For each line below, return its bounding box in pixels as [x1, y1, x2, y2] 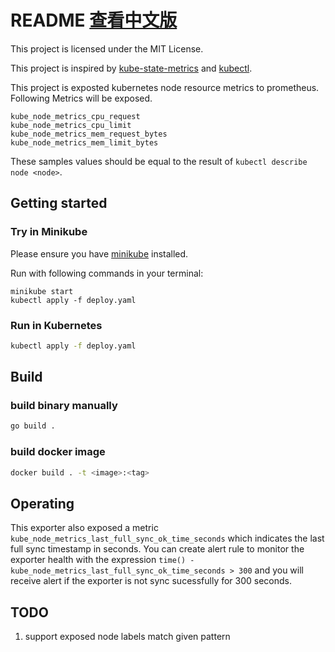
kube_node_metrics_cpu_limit [10, 120, 132, 130]
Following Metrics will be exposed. [10, 92, 153, 104]
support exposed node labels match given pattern [24, 631, 231, 643]
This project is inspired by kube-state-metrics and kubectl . [10, 62, 253, 74]
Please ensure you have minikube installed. [10, 247, 189, 260]
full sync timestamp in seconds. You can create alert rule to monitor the [10, 543, 305, 555]
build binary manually [10, 399, 118, 413]
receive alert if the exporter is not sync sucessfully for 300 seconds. [10, 575, 293, 587]
